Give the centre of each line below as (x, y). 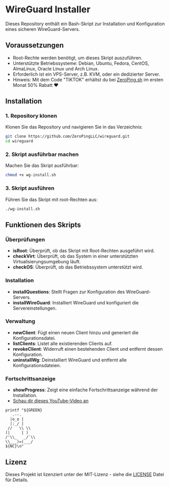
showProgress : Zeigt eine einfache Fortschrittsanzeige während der (85, 390)
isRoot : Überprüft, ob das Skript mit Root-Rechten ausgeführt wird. (84, 251)
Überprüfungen (25, 239)
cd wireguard (19, 141)
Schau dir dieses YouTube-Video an (51, 401)
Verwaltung (20, 321)
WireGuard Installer (48, 10)
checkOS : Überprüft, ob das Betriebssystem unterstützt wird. (78, 267)
